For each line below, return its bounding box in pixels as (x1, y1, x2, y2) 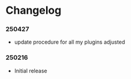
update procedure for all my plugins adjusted (14, 38, 126, 45)
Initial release (14, 67, 47, 74)
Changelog (5, 4, 62, 17)
